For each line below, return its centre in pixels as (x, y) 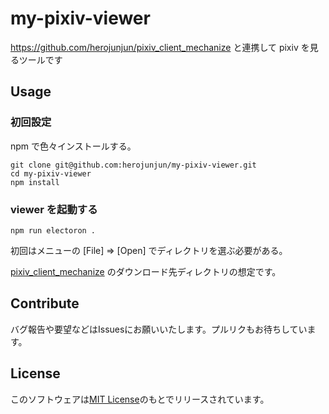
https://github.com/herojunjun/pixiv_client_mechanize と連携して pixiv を (160, 47)
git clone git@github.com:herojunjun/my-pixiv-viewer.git (133, 165)
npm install (35, 182)
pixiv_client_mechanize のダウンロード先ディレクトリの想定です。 (146, 271)
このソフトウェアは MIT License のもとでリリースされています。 (140, 399)
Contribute (45, 303)
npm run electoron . (53, 230)
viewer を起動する (54, 209)
